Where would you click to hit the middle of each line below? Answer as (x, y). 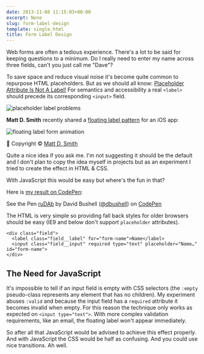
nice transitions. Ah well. (37, 345)
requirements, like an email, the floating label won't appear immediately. (97, 320)
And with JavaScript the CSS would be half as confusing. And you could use (102, 339)
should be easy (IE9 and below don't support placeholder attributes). (93, 222)
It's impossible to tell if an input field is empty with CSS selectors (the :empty (102, 288)
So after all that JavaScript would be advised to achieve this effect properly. (101, 332)
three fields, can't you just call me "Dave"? (60, 65)
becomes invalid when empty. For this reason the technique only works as (100, 307)
